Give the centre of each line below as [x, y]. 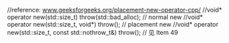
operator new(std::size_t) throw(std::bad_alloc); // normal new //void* [105, 17]
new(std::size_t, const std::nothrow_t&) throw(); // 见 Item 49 [93, 32]
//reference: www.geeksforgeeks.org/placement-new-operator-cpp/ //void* [115, 10]
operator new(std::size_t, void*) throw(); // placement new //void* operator [113, 24]
